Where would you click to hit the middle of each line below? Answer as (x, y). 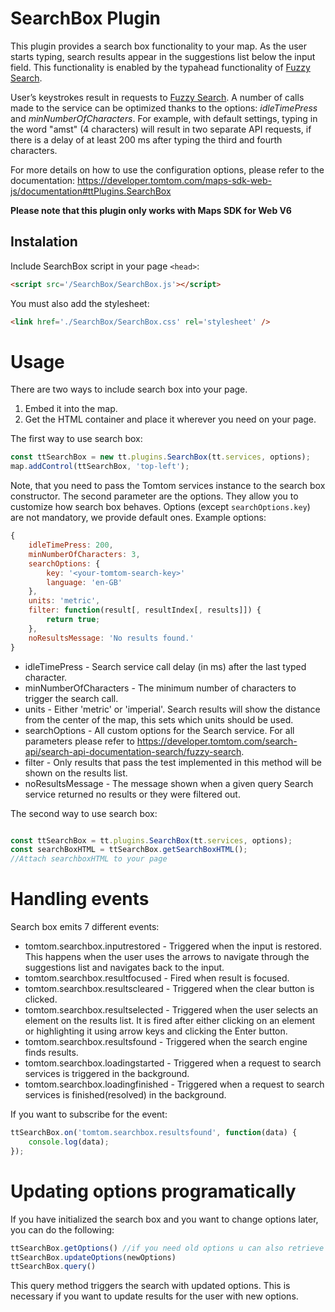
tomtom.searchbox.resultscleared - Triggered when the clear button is (169, 989)
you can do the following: (62, 1229)
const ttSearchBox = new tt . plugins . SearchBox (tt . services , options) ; (160, 457)
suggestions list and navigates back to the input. (124, 968)
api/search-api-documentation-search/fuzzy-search (133, 751)
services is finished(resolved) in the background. (125, 1095)
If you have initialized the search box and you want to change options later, (164, 1219)
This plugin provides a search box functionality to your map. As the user (158, 46)
